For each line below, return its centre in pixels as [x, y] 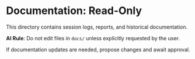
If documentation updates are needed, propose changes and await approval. [98, 49]
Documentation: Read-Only [74, 11]
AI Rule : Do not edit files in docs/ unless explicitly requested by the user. [93, 38]
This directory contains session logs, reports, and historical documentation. [97, 27]
